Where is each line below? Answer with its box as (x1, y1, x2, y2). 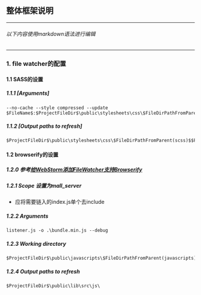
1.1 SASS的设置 (6, 76, 44, 83)
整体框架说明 (6, 5, 54, 16)
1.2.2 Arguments (6, 212, 49, 219)
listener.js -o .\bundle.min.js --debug (6, 227, 109, 234)
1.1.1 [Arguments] (6, 89, 50, 97)
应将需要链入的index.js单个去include (14, 198, 105, 206)
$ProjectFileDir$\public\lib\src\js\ (6, 283, 100, 289)
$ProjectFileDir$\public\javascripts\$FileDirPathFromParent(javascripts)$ (6, 255, 199, 261)
